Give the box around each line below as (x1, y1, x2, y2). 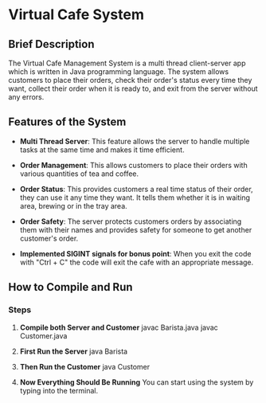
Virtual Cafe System (8, 6, 145, 24)
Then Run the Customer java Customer (19, 362, 151, 371)
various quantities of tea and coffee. (19, 169, 139, 178)
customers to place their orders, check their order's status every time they (8, 76, 252, 84)
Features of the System (8, 115, 127, 129)
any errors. (8, 92, 45, 101)
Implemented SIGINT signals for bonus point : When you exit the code (19, 248, 252, 258)
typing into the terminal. (19, 385, 98, 395)
